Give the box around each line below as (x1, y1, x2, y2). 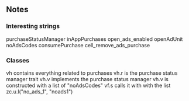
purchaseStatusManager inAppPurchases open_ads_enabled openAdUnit (6, 35, 183, 43)
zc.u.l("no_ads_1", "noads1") (6, 88, 73, 95)
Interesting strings (6, 22, 60, 30)
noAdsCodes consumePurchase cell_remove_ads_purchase (6, 41, 150, 48)
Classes (6, 56, 30, 64)
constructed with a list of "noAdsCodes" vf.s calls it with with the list (6, 82, 171, 89)
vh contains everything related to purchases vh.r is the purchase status (6, 69, 178, 76)
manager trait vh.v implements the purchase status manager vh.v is (6, 75, 169, 82)
